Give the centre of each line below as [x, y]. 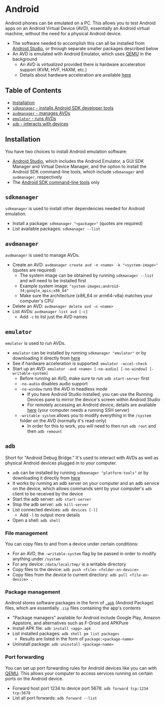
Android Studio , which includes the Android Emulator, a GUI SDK [78, 161]
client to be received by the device [48, 493]
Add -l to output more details [50, 515]
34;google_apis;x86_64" [44, 291]
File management [27, 533]
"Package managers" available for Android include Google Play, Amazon [86, 618]
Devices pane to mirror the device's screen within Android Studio [94, 400]
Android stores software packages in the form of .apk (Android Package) [80, 603]
